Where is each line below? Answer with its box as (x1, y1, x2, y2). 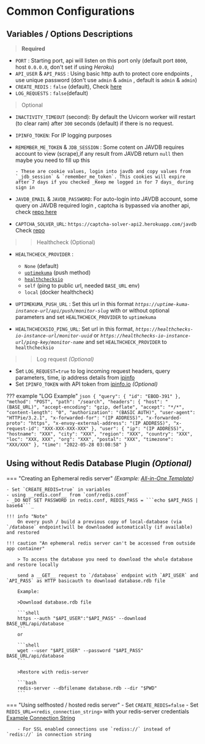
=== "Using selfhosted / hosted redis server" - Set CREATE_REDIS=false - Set (6, 701, 199, 708)
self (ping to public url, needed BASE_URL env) (24, 282, 140, 289)
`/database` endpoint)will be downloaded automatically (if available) (6, 524, 193, 530)
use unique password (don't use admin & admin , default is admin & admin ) (15, 77, 198, 83)
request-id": (6, 426, 40, 432)
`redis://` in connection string (6, 731, 92, 737)
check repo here (15, 209, 57, 215)
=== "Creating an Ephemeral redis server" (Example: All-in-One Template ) (6, 474, 194, 482)
